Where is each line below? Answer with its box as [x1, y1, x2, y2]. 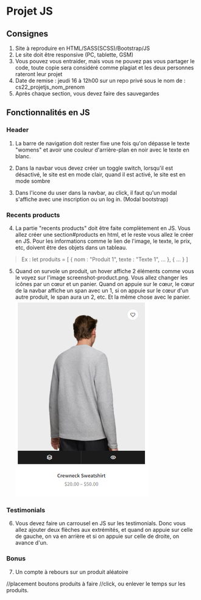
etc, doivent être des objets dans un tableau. [15, 243, 127, 251]
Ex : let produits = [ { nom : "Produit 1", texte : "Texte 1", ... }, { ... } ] [21, 256, 188, 263]
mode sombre [15, 177, 51, 184]
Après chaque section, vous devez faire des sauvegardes [15, 90, 160, 97]
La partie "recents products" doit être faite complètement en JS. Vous [15, 224, 191, 232]
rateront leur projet [15, 71, 63, 77]
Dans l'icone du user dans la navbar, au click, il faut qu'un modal [15, 189, 177, 196]
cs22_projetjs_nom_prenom [15, 83, 85, 91]
